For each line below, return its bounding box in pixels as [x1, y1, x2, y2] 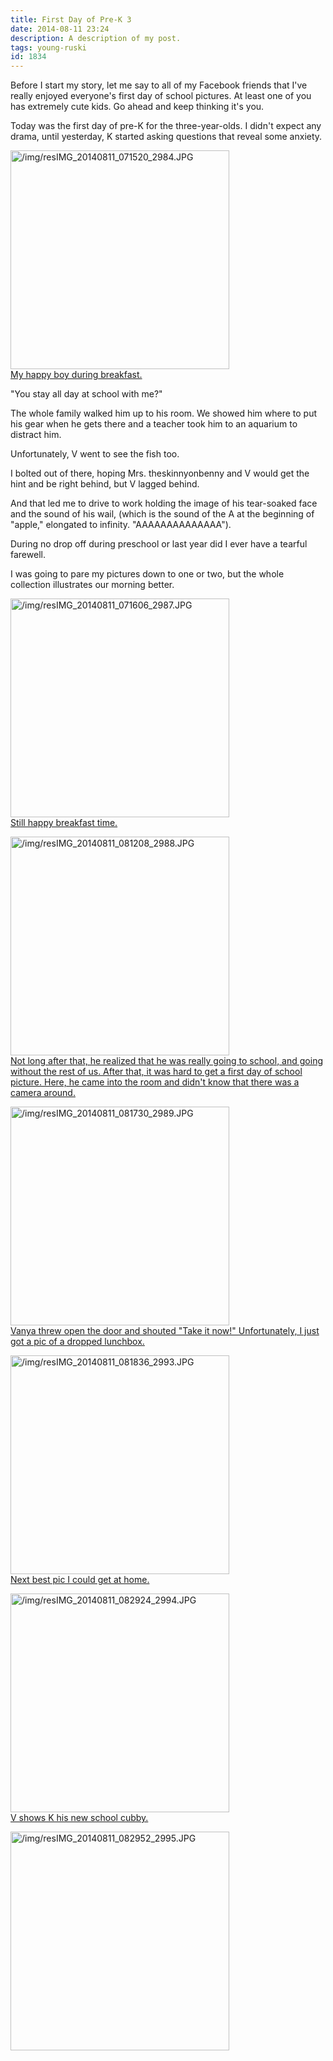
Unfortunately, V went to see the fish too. [10, 448, 180, 460]
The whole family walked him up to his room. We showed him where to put [10, 407, 317, 420]
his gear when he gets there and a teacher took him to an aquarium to [10, 418, 298, 430]
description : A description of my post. [10, 33, 182, 43]
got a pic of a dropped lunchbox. [10, 1336, 145, 1348]
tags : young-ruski [10, 42, 87, 53]
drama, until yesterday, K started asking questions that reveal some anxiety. [10, 131, 323, 143]
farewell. [10, 549, 46, 561]
